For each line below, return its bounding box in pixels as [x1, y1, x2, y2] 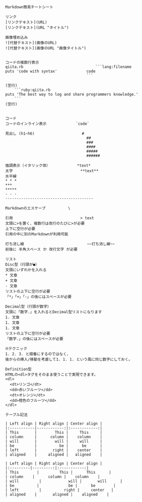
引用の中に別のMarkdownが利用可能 [5, 232, 68, 237]
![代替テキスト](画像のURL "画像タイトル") [5, 46, 87, 51]
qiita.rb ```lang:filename [5, 64, 132, 69]
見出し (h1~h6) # [5, 131, 85, 136]
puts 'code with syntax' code [5, 69, 96, 74]
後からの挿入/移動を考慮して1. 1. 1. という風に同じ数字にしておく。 [5, 357, 132, 362]
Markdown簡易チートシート [5, 5, 54, 10]
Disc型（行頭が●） [5, 262, 39, 267]
